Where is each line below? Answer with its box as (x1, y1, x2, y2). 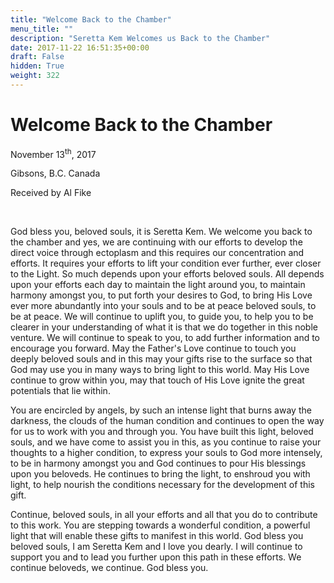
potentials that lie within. (10, 385, 111, 397)
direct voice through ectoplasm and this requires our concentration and (10, 247, 305, 259)
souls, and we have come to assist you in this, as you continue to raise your (10, 436, 322, 448)
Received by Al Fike (10, 187, 92, 199)
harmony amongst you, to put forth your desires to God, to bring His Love (10, 289, 313, 301)
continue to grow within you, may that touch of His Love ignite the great (10, 374, 305, 386)
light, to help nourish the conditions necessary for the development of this (10, 479, 316, 491)
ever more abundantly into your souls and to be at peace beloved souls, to (10, 300, 317, 312)
